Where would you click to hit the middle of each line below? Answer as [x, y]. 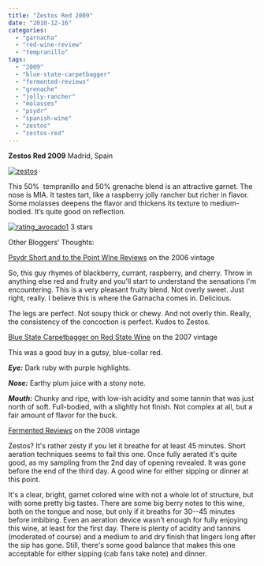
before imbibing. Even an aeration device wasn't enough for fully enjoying [128, 519]
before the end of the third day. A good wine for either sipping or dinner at [128, 470]
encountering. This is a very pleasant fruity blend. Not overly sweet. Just [126, 289]
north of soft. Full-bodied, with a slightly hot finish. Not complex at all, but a [130, 406]
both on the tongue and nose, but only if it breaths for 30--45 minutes [122, 511]
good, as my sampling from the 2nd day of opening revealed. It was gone [127, 462]
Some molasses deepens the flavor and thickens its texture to [108, 203]
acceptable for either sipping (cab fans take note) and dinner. [108, 553]
